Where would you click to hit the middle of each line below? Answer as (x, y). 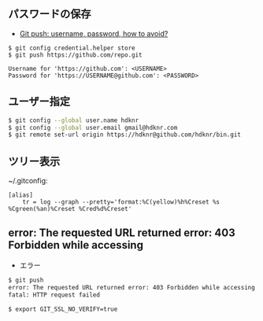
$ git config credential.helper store (72, 48)
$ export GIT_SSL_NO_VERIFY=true (63, 309)
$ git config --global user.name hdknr (74, 120)
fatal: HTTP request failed (54, 295)
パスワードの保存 (50, 14)
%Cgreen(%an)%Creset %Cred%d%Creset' (70, 209)
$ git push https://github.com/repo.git (76, 55)
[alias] (21, 195)
